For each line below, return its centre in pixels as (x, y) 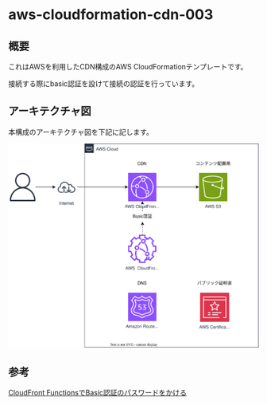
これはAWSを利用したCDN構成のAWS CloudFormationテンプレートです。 (128, 67)
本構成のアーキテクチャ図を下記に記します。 (81, 132)
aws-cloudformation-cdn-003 (111, 15)
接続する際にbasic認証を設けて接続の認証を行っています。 (104, 84)
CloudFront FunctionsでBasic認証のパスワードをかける (98, 393)
